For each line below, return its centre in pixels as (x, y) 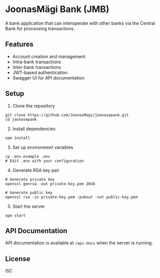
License (18, 259)
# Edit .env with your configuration (45, 161)
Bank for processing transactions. (40, 28)
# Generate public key (29, 193)
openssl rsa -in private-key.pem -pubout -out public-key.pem (71, 197)
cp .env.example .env (28, 156)
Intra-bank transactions (37, 62)
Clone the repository (34, 106)
